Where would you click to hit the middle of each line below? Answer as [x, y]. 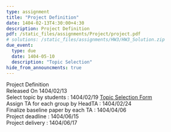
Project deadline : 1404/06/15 [43, 116]
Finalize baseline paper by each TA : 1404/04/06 [66, 110]
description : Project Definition [48, 28]
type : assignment [28, 12]
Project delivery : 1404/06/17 [42, 123]
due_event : [20, 46]
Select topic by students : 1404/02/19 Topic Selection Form [79, 97]
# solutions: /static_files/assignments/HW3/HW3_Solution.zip [85, 40]
